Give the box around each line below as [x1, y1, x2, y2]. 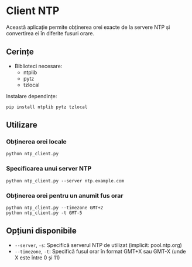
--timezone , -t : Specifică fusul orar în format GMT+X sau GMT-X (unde [14, 248, 186, 255]
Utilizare [6, 120, 37, 130]
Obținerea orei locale [6, 138, 67, 146]
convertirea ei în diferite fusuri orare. [6, 29, 95, 36]
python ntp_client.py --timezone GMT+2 [6, 205, 104, 211]
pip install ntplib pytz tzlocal [6, 104, 88, 110]
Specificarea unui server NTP [6, 165, 92, 173]
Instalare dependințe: [6, 92, 57, 99]
